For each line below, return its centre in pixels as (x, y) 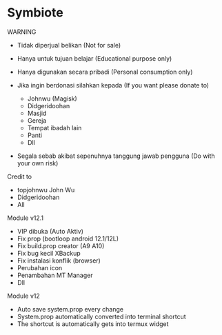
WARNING (22, 32)
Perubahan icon (40, 267)
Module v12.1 (25, 218)
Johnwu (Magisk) (52, 99)
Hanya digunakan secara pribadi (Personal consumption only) (105, 72)
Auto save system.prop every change (70, 309)
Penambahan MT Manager (55, 275)
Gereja (37, 120)
